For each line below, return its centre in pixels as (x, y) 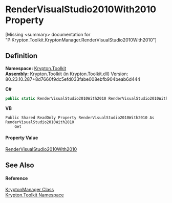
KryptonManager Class (30, 190)
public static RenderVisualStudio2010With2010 (56, 98)
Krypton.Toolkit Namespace (35, 195)
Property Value (22, 138)
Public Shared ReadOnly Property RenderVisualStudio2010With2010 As (80, 118)
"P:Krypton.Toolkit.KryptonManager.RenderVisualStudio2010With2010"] (81, 40)
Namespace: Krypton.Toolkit (36, 68)
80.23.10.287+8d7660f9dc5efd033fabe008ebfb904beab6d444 (73, 79)
